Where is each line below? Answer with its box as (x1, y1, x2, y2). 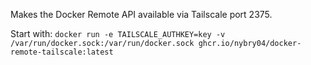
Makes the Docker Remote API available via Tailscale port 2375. (10, 9, 273, 20)
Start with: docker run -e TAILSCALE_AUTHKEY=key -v (10, 28, 226, 39)
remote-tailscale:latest (10, 47, 114, 57)
